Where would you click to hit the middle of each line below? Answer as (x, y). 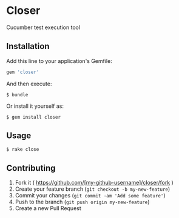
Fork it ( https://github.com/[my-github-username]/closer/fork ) (94, 183)
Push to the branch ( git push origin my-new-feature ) (82, 202)
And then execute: (29, 84)
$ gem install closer (34, 117)
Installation (28, 46)
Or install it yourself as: (35, 106)
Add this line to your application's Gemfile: (59, 61)
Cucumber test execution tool (43, 27)
